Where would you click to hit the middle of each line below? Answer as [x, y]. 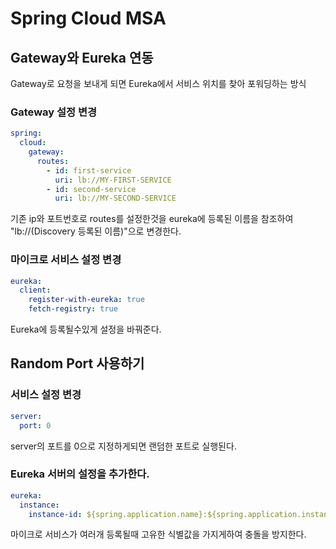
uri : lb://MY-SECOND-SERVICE [115, 198]
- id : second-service [91, 189]
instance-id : [55, 514]
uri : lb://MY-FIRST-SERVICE [113, 180]
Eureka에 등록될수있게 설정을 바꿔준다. [86, 329]
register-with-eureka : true [86, 300]
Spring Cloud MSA [88, 18]
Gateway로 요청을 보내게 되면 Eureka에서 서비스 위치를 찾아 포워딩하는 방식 [158, 83]
